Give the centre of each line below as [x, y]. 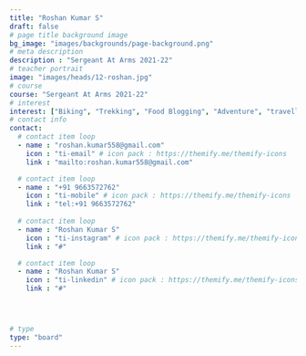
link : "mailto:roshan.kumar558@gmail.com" [110, 162]
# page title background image [69, 35]
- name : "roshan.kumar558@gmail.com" [92, 145]
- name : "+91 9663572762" [69, 187]
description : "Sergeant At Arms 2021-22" [91, 60]
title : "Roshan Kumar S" [56, 18]
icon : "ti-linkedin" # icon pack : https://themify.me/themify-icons [163, 280]
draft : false [34, 26]
